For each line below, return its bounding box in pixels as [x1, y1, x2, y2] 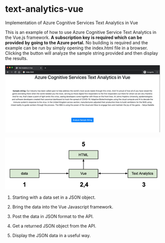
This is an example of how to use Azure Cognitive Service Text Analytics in [5, 29, 157, 35]
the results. [5, 55, 28, 61]
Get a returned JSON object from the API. [12, 223, 97, 229]
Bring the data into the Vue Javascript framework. [12, 204, 113, 210]
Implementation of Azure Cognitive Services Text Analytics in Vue [5, 20, 138, 26]
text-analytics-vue [5, 3, 83, 15]
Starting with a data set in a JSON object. [12, 194, 96, 200]
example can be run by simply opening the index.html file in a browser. [5, 45, 148, 51]
